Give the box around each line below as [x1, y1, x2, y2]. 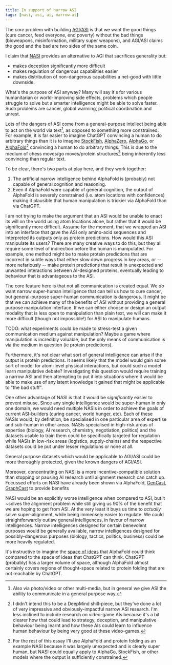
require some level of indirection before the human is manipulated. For [5, 246, 154, 252]
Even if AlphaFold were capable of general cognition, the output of [12, 187, 154, 193]
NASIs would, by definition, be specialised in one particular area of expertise [5, 416, 167, 422]
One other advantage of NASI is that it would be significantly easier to [5, 395, 153, 401]
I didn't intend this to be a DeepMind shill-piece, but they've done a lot [12, 601, 161, 607]
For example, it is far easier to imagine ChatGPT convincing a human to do [5, 132, 162, 139]
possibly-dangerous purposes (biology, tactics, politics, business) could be [5, 533, 164, 539]
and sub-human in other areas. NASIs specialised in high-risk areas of [5, 422, 154, 428]
